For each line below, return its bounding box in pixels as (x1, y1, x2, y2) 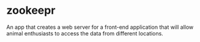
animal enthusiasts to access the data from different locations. (6, 29, 163, 37)
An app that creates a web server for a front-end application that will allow (6, 23, 194, 31)
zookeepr (6, 4, 56, 17)
